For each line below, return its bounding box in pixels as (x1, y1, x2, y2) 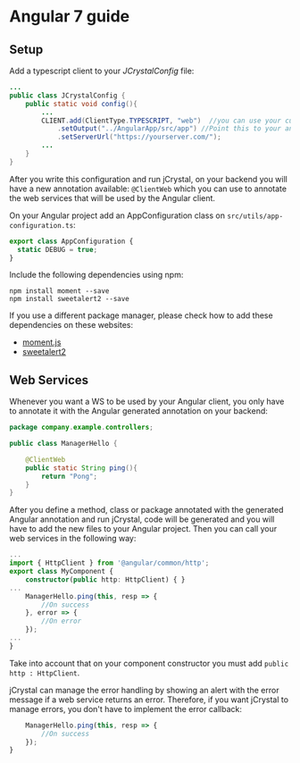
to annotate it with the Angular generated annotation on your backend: (9, 406, 268, 416)
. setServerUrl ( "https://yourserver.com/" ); (56, 132, 221, 142)
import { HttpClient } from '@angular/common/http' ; (9, 558, 210, 568)
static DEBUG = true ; (17, 245, 98, 254)
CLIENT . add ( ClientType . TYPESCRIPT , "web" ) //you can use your (41, 116, 281, 125)
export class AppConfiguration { (9, 237, 134, 246)
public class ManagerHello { (9, 440, 118, 449)
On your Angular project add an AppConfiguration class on (9, 210, 226, 221)
